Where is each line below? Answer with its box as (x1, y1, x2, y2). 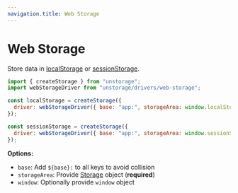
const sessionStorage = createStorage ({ (7, 123, 129, 130)
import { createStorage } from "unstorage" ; (7, 78, 141, 85)
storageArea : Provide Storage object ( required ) (17, 170, 156, 179)
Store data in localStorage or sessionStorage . (7, 64, 140, 73)
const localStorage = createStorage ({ (7, 97, 122, 105)
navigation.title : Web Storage (7, 10, 100, 18)
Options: (7, 149, 34, 158)
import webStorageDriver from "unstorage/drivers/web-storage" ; (7, 84, 201, 92)
